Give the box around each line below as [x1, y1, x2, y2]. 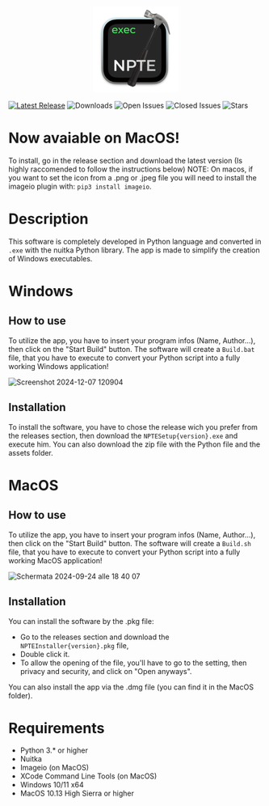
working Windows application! [8, 361, 109, 371]
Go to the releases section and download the [19, 632, 170, 642]
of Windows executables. [8, 253, 93, 263]
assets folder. [8, 448, 54, 457]
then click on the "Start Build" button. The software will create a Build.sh [8, 538, 252, 548]
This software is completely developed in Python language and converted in [8, 236, 262, 246]
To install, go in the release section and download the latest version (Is [8, 155, 243, 165]
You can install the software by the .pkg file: [8, 616, 154, 626]
